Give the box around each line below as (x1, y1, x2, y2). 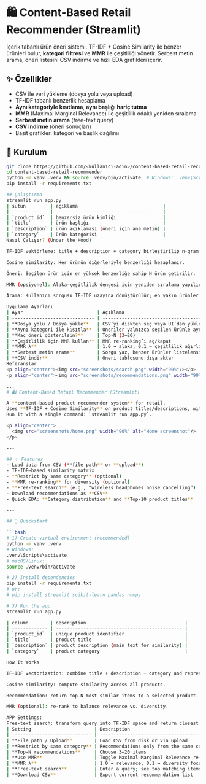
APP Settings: (6, 715, 43, 721)
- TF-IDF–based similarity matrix (6, 468, 95, 474)
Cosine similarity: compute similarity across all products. (6, 681, 166, 688)
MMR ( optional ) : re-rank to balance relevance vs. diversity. (6, 704, 169, 710)
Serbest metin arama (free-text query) (15, 116, 114, 123)
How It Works (6, 659, 40, 666)
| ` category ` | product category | (6, 648, 188, 654)
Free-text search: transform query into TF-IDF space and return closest (6, 720, 199, 727)
